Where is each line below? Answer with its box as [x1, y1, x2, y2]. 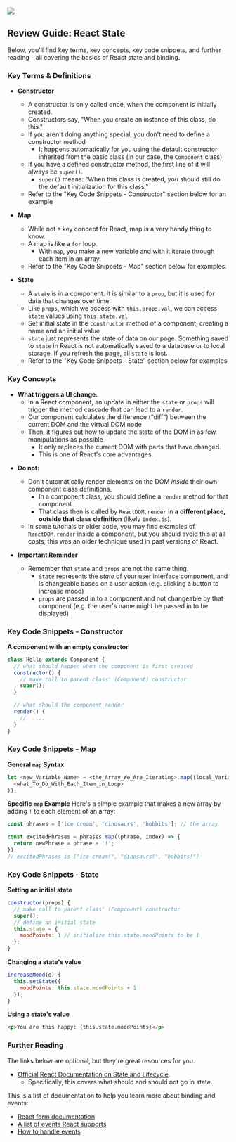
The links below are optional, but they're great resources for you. [7, 1056, 195, 1065]
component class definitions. [27, 485, 112, 493]
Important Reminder [17, 551, 78, 559]
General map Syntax [7, 760, 65, 769]
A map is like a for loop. [27, 240, 98, 248]
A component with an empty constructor [7, 642, 129, 650]
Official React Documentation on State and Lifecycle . [17, 1070, 171, 1079]
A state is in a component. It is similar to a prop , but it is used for [27, 289, 215, 298]
